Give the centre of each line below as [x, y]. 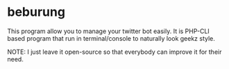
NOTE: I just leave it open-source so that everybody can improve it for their [114, 52]
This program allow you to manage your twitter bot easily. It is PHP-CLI [108, 31]
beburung [36, 12]
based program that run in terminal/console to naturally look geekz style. [111, 38]
